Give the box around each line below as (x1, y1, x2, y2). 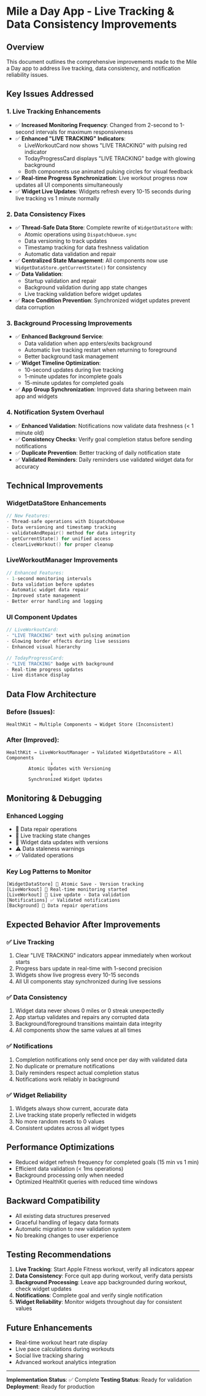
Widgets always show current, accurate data (15, 1104, 129, 1112)
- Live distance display (6, 672, 70, 678)
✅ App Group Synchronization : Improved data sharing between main (15, 386, 191, 394)
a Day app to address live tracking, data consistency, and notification (6, 64, 181, 72)
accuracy (15, 462, 39, 470)
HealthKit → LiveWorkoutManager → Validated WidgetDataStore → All (6, 750, 183, 756)
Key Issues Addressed (6, 89, 94, 99)
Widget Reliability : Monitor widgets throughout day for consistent (15, 1298, 182, 1306)
